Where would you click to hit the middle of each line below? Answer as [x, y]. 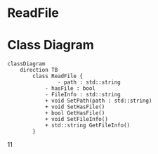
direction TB [39, 70]
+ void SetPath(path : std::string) [98, 101]
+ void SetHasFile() [75, 107]
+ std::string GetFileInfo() [87, 126]
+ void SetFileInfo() [77, 120]
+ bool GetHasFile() [75, 113]
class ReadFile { [58, 76]
